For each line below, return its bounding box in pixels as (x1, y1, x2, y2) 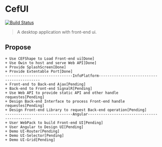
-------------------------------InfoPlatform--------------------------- (5, 73, 158, 78)
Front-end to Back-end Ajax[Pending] (9, 82, 86, 86)
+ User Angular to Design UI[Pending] (5, 125, 84, 129)
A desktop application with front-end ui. (17, 29, 97, 35)
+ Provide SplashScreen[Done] (5, 64, 67, 69)
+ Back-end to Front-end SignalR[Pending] (5, 86, 92, 91)
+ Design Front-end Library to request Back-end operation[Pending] (5, 107, 147, 112)
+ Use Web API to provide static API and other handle (5, 90, 119, 95)
